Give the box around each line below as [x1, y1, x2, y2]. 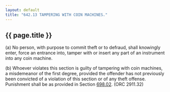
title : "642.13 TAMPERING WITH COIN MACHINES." [5, 12, 108, 17]
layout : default [5, 7, 40, 13]
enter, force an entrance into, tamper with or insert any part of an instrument [5, 50, 165, 56]
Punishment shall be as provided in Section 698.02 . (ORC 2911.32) [5, 81, 144, 87]
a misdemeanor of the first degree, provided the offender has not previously [5, 71, 164, 77]
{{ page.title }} [5, 31, 52, 40]
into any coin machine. [5, 55, 53, 62]
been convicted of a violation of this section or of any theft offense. [5, 76, 146, 82]
